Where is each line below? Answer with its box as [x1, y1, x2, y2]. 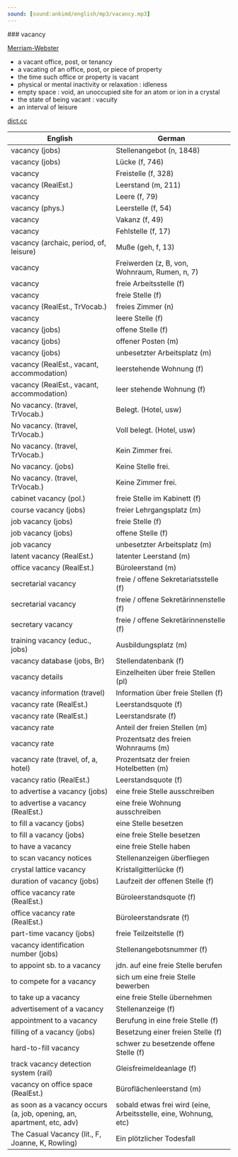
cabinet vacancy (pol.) [11, 493, 86, 503]
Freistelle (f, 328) [115, 168, 174, 178]
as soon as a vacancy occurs [11, 1099, 108, 1109]
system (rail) [11, 1068, 53, 1077]
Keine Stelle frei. [115, 461, 170, 471]
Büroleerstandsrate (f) [115, 912, 190, 922]
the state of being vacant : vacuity [17, 95, 118, 104]
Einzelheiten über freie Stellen [115, 667, 216, 677]
